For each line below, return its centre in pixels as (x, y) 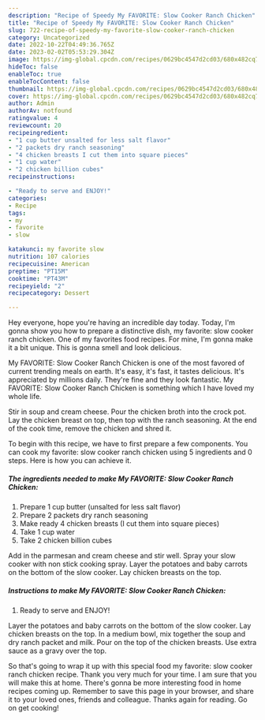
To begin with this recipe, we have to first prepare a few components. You (128, 444)
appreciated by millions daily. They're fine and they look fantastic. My (121, 380)
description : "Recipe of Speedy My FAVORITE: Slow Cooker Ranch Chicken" (132, 15)
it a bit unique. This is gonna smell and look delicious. (95, 348)
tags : (17, 213)
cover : (19, 96)
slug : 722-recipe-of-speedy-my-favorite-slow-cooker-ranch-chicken (121, 30)
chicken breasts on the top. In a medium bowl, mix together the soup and (127, 634)
